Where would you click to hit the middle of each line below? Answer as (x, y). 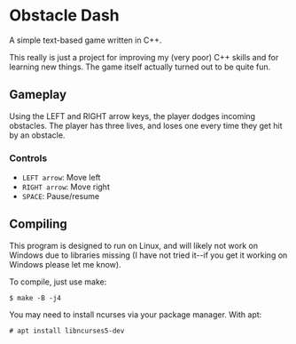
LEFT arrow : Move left (61, 178)
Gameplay (38, 95)
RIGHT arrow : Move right (66, 187)
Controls (28, 158)
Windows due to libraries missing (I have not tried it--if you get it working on (148, 255)
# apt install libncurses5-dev (67, 331)
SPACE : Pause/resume (61, 196)
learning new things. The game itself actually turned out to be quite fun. (140, 67)
